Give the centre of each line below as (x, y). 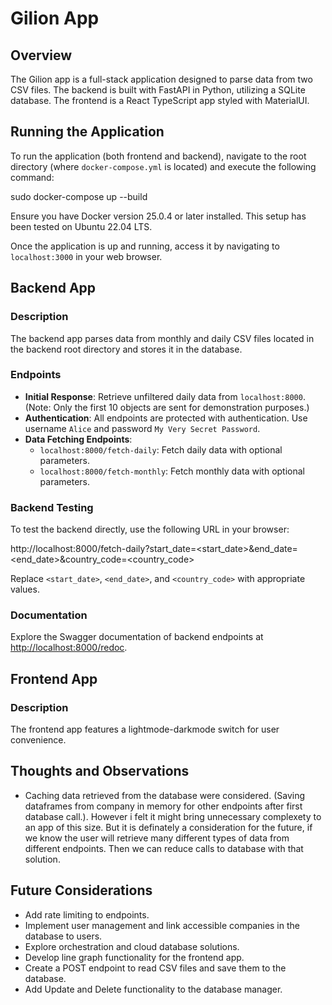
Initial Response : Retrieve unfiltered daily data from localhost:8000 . (165, 396)
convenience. (38, 740)
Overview (41, 55)
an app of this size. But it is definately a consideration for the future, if (168, 827)
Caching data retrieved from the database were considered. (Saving (165, 795)
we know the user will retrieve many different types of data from (157, 838)
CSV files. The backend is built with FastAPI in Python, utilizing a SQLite (158, 90)
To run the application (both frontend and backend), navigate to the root (158, 156)
